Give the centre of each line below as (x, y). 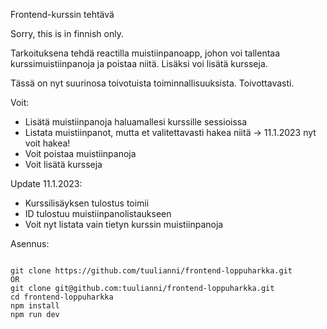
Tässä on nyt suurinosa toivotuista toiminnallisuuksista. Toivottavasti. (152, 83)
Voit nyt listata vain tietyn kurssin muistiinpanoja (124, 224)
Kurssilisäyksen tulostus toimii (87, 203)
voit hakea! (47, 143)
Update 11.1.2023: (46, 183)
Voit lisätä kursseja (63, 164)
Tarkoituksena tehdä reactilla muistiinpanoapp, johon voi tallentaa (145, 53)
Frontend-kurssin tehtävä (62, 14)
